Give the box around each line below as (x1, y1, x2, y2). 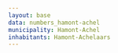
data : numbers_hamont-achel (8, 19, 101, 26)
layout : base (8, 11, 51, 19)
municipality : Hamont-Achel (8, 26, 101, 34)
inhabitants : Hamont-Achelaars (8, 33, 111, 41)
